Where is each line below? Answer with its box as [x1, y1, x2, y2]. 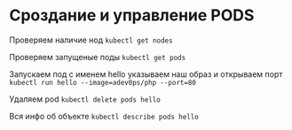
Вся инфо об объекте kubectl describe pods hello [9, 111, 200, 121]
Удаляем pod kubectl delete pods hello [9, 94, 162, 104]
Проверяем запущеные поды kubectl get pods [9, 51, 186, 62]
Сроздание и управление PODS [9, 5, 255, 26]
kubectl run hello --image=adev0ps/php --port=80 [9, 78, 197, 87]
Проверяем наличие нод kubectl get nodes [9, 34, 173, 45]
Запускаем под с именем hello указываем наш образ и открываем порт [9, 68, 283, 80]
